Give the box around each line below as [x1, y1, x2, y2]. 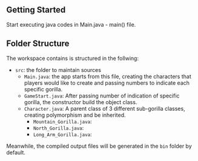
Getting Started [6, 5, 66, 15]
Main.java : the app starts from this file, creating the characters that [24, 73, 192, 80]
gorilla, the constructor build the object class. [24, 98, 137, 105]
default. [6, 148, 26, 156]
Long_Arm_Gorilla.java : [33, 130, 92, 138]
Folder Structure [6, 39, 70, 49]
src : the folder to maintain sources [15, 66, 102, 73]
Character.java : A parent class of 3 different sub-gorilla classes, [24, 105, 186, 112]
